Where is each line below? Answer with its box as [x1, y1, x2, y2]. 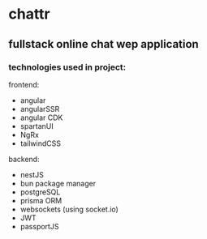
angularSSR [19, 104, 60, 113]
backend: [8, 154, 40, 164]
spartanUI [19, 121, 54, 130]
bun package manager [19, 178, 96, 188]
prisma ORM [19, 195, 63, 205]
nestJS [19, 169, 45, 179]
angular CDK [19, 113, 63, 122]
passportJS [19, 221, 59, 231]
